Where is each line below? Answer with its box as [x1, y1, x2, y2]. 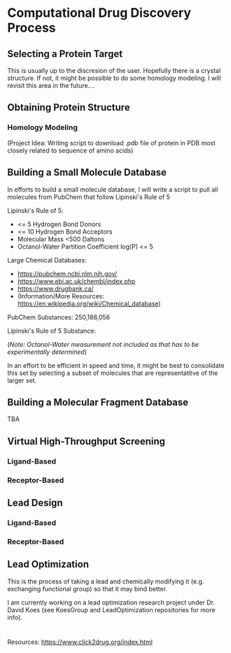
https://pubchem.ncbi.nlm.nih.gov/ [17, 269, 118, 278]
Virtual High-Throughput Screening [7, 435, 166, 447]
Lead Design [7, 496, 63, 508]
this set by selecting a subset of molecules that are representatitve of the [7, 369, 218, 377]
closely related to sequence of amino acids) [7, 146, 134, 154]
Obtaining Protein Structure [7, 102, 131, 114]
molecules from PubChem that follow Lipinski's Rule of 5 [7, 192, 170, 201]
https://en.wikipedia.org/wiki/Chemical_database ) [17, 299, 161, 308]
